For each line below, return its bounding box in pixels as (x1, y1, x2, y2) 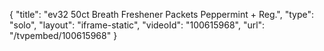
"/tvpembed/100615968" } (9, 30, 118, 41)
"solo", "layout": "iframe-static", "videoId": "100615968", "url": (9, 19, 266, 31)
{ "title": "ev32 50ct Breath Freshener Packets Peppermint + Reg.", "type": (9, 9, 315, 20)
